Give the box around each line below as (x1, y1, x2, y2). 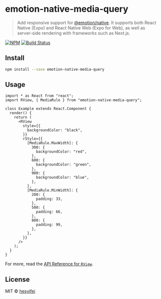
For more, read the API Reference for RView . (5, 261, 94, 267)
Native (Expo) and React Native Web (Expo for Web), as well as (17, 25, 145, 30)
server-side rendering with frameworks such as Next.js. (17, 30, 130, 36)
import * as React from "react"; (5, 93, 74, 99)
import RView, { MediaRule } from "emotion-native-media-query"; (5, 98, 142, 103)
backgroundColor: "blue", (36, 175, 90, 180)
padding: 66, (36, 210, 63, 215)
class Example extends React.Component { (5, 107, 92, 111)
